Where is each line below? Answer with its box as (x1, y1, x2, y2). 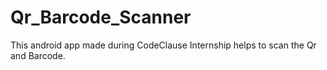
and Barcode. (10, 49, 66, 61)
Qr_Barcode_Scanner (10, 6, 192, 29)
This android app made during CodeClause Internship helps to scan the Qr (10, 39, 317, 51)
